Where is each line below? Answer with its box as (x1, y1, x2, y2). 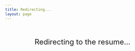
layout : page (5, 12, 32, 17)
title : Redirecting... (5, 7, 52, 12)
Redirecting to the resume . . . (34, 37, 131, 47)
